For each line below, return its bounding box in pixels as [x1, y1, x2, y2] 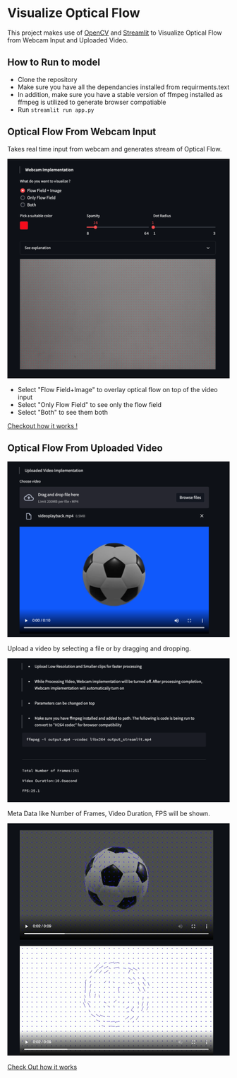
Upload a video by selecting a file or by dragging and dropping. [7, 644, 192, 653]
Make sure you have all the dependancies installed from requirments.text [17, 83, 230, 91]
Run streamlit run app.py [17, 105, 95, 114]
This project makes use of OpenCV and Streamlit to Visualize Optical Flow [7, 28, 222, 37]
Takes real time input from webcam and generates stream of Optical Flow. [7, 144, 222, 153]
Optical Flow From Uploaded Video [7, 442, 164, 454]
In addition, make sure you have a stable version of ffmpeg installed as [17, 90, 224, 98]
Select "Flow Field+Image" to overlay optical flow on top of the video [17, 385, 218, 394]
